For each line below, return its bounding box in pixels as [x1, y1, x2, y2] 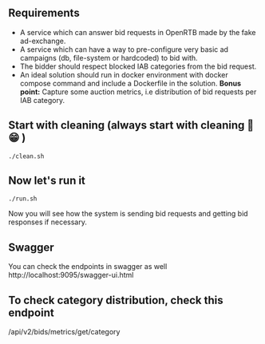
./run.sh [8, 195, 38, 203]
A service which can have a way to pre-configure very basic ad [19, 44, 229, 54]
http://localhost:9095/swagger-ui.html [8, 271, 134, 280]
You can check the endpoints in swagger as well [8, 262, 168, 271]
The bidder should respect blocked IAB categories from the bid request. [19, 61, 257, 71]
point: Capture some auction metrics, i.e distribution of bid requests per [19, 87, 257, 97]
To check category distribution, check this [8, 293, 223, 306]
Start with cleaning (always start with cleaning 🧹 [8, 119, 255, 132]
